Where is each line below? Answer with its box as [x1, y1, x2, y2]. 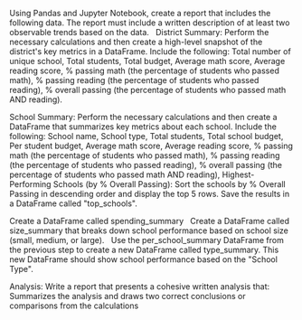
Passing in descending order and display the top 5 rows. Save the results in [9, 189, 290, 199]
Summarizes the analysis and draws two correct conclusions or [9, 291, 246, 301]
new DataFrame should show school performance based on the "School [9, 254, 278, 265]
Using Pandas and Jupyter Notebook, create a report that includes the [9, 8, 271, 18]
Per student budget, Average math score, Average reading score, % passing [9, 140, 294, 151]
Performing [9, 179, 52, 189]
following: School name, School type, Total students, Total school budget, [9, 131, 284, 141]
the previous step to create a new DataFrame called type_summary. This [9, 244, 279, 255]
